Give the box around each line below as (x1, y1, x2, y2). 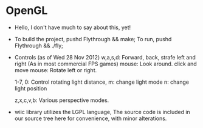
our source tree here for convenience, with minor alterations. (14, 115, 167, 122)
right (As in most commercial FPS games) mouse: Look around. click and (14, 60, 197, 67)
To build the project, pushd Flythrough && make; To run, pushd (14, 35, 172, 42)
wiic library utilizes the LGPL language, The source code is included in (14, 108, 191, 115)
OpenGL (5, 4, 48, 18)
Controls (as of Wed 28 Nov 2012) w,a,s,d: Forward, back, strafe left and (14, 53, 196, 61)
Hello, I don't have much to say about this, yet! (14, 24, 131, 31)
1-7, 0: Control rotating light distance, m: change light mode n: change (14, 78, 190, 86)
